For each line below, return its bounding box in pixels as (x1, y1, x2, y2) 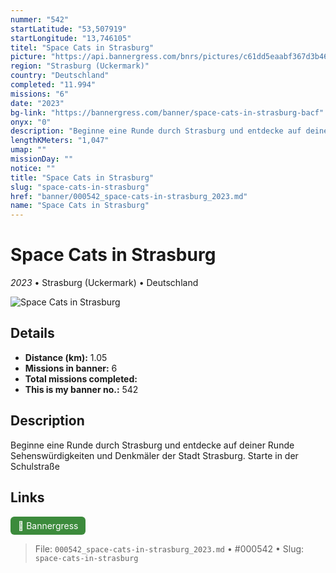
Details (10, 325, 55, 342)
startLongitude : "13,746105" (10, 33, 132, 43)
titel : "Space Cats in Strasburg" (10, 42, 155, 53)
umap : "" (10, 145, 47, 155)
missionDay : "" (10, 154, 74, 164)
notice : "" (10, 163, 56, 173)
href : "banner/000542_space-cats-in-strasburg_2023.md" (10, 191, 248, 201)
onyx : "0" (10, 117, 52, 127)
